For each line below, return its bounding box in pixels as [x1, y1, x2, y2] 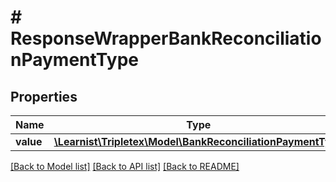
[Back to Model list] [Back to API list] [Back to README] [10, 161, 240, 172]
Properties [10, 88, 78, 105]
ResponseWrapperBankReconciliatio [10, 27, 322, 50]
